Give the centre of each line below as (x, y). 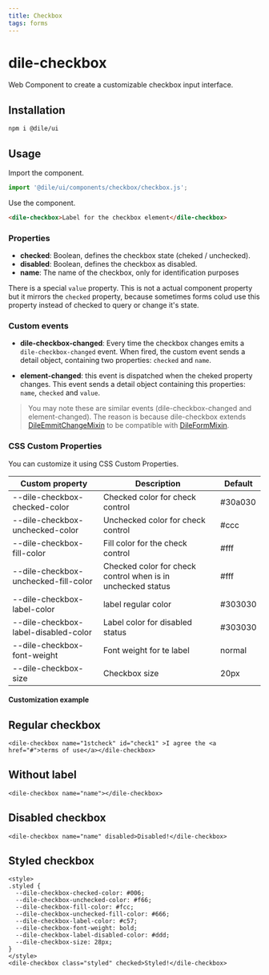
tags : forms (28, 23)
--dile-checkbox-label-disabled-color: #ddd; (93, 935)
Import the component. (46, 172)
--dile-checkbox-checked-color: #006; (80, 893)
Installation (37, 110)
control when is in (137, 576)
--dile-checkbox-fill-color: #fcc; (75, 907)
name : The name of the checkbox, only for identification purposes (129, 272)
